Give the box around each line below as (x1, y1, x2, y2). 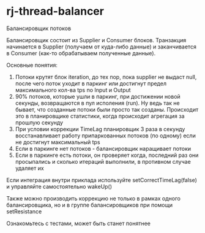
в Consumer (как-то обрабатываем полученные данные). (6, 49, 156, 56)
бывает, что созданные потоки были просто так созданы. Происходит (15, 105, 199, 113)
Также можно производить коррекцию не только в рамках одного (6, 194, 181, 202)
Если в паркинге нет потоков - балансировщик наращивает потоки (15, 145, 192, 152)
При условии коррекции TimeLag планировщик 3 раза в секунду (15, 125, 185, 132)
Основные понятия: (6, 61, 58, 69)
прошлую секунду (15, 118, 63, 126)
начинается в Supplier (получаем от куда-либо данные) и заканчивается (6, 43, 197, 50)
